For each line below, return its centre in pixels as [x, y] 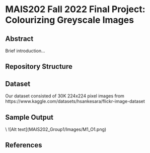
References [24, 145]
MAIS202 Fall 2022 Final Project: [75, 9]
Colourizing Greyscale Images [70, 20]
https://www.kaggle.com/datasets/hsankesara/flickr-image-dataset [75, 101]
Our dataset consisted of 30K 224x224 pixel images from [65, 96]
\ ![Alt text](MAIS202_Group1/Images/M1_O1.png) [56, 129]
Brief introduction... [25, 51]
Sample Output [29, 117]
